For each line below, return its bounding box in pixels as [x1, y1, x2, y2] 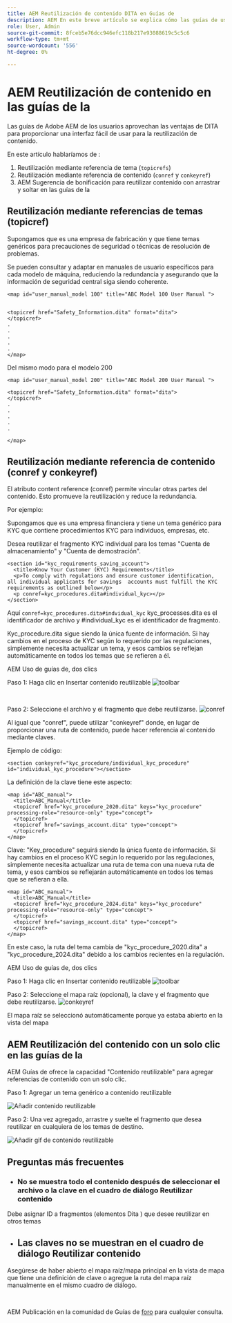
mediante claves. [7, 733, 56, 741]
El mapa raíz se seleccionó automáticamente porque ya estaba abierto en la [7, 1011, 223, 1020]
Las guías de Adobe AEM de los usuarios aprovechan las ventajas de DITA [7, 122, 219, 130]
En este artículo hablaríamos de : [7, 150, 101, 158]
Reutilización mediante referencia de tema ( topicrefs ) [17, 163, 171, 171]
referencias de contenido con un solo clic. [7, 1075, 127, 1083]
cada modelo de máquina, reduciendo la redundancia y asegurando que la [7, 270, 219, 278]
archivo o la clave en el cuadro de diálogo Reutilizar [17, 1186, 193, 1195]
